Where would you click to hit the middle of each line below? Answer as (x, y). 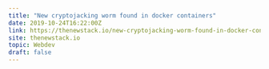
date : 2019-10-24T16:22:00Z (55, 23)
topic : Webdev (32, 45)
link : (17, 30)
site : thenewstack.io (44, 38)
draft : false (30, 52)
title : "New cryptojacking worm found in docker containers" (112, 15)
